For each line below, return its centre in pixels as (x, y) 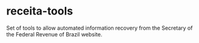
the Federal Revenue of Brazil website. (54, 34)
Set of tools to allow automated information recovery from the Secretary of (99, 28)
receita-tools (40, 11)
